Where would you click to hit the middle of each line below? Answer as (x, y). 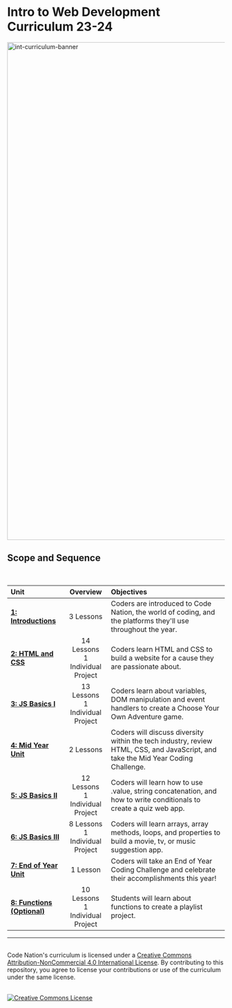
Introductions (33, 621)
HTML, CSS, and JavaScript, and (164, 749)
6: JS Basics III (35, 837)
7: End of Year (34, 865)
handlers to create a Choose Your (165, 708)
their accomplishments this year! (164, 878)
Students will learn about (151, 898)
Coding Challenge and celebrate (163, 870)
